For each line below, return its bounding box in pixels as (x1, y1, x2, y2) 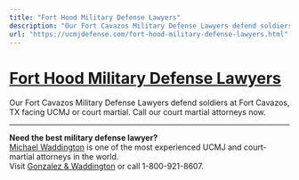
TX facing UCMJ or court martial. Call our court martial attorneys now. (9, 107, 266, 118)
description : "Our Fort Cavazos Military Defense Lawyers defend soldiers (9, 21, 293, 30)
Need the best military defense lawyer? (9, 133, 158, 143)
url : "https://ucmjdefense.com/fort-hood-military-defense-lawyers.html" (9, 29, 289, 38)
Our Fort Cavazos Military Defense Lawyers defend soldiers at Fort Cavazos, (9, 97, 290, 108)
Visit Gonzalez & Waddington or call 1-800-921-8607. (9, 161, 205, 172)
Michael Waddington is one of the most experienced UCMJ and (9, 142, 242, 152)
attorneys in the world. (36, 151, 119, 162)
